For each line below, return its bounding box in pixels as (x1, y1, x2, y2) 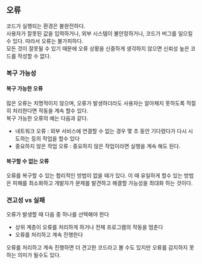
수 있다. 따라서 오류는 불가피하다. (6, 37, 84, 45)
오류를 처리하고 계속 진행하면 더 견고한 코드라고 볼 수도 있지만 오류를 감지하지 (6, 244, 188, 251)
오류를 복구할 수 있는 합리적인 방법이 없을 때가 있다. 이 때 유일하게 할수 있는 (6, 172, 183, 179)
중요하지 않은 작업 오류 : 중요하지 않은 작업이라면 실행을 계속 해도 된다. (14, 142, 181, 149)
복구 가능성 (6, 69, 37, 77)
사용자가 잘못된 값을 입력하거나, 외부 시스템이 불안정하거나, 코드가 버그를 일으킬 (6, 30, 193, 37)
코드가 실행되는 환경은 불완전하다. (6, 22, 86, 30)
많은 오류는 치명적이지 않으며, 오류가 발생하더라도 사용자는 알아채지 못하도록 (6, 99, 185, 107)
